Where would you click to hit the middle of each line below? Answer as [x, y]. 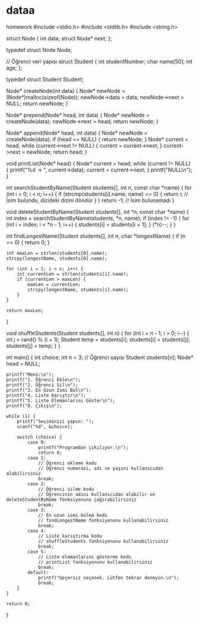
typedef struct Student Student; [45, 79]
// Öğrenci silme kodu [66, 489]
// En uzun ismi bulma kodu [73, 515]
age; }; [14, 68]
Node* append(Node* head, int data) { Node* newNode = [77, 133]
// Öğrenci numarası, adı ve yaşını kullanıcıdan [100, 468]
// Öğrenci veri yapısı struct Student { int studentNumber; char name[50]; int [99, 61]
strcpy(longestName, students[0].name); [57, 258]
